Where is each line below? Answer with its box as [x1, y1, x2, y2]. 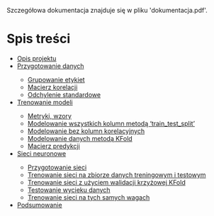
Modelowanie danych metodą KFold [27, 134, 133, 142]
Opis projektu [16, 54, 57, 62]
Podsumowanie [16, 200, 62, 209]
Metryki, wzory [27, 111, 72, 120]
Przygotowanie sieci [27, 163, 87, 171]
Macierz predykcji [27, 142, 81, 150]
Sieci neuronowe [16, 149, 67, 158]
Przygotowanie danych [16, 62, 84, 70]
